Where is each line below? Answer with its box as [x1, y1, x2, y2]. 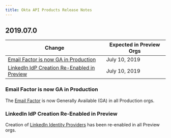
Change [45, 44, 65, 51]
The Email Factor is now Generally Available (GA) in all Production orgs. [5, 97, 155, 103]
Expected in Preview [109, 41, 160, 48]
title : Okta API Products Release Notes [5, 7, 93, 13]
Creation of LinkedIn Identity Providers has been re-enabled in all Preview [5, 122, 160, 128]
